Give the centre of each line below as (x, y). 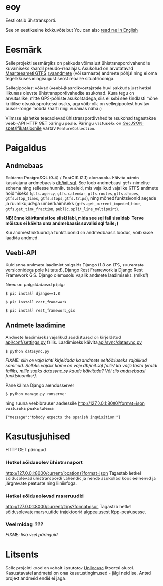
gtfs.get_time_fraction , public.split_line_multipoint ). (63, 209)
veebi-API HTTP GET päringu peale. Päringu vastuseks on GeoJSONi (74, 123)
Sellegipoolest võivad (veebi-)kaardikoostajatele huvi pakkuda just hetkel (79, 88)
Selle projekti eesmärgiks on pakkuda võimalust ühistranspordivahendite (78, 63)
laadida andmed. (22, 238)
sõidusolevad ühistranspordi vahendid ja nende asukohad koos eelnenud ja (81, 478)
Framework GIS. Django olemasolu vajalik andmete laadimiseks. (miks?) (77, 275)
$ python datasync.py (27, 351)
